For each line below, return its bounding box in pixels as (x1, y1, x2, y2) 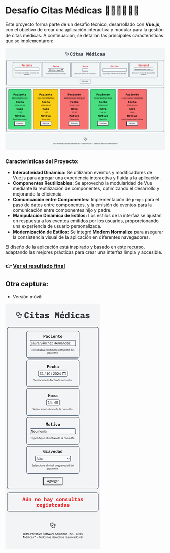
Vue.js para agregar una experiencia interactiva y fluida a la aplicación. (12, 175, 161, 181)
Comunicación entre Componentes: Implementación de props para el (12, 197, 159, 203)
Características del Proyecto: (5, 157, 79, 165)
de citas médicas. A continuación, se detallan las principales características (5, 32, 164, 38)
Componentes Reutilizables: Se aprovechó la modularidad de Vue (12, 180, 152, 186)
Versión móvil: (12, 293, 43, 299)
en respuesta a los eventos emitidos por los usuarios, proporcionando (12, 218, 159, 224)
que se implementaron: (5, 38, 54, 44)
